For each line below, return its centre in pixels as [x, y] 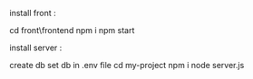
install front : [33, 13]
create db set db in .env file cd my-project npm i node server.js [127, 65]
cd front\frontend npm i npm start [72, 30]
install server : [36, 48]
